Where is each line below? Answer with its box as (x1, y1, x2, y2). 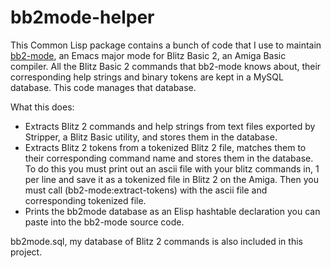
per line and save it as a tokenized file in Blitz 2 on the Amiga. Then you (24, 173, 319, 185)
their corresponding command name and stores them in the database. (24, 152, 314, 164)
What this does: (10, 101, 75, 113)
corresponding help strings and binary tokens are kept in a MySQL (10, 71, 284, 83)
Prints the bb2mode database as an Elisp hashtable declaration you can (24, 205, 321, 217)
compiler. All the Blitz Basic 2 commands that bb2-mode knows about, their (10, 60, 322, 72)
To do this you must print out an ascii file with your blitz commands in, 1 (24, 162, 320, 175)
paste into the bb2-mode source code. (24, 216, 185, 228)
